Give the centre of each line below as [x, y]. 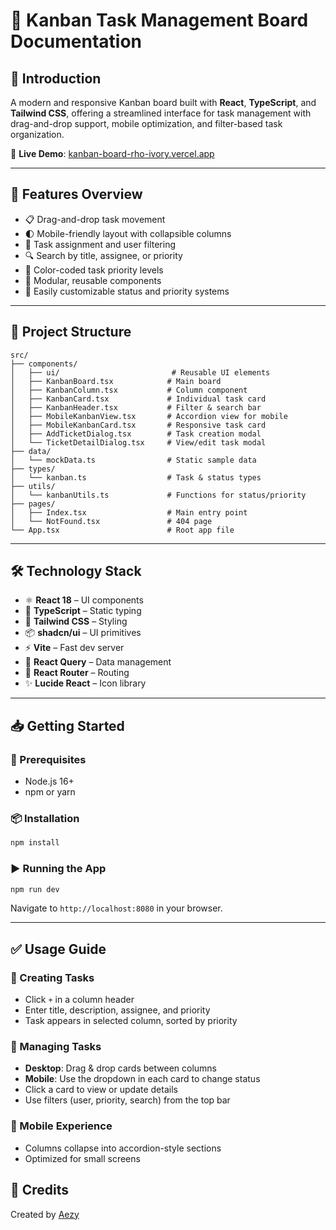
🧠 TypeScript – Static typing [83, 611]
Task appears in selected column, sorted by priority [131, 1021]
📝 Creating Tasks [52, 977]
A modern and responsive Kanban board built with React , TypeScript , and [163, 102]
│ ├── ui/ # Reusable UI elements [140, 372]
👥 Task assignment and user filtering [100, 244]
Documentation [76, 41]
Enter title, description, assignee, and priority [117, 1010]
